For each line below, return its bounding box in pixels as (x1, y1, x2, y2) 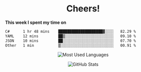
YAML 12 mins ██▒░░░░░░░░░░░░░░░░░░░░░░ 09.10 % (5, 33, 136, 39)
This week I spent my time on (5, 19, 67, 25)
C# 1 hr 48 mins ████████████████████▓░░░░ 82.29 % (5, 29, 136, 34)
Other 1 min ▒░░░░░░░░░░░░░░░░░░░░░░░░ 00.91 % (5, 43, 136, 48)
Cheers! (66, 3, 100, 14)
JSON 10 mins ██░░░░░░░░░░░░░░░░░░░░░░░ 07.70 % (5, 38, 136, 43)
